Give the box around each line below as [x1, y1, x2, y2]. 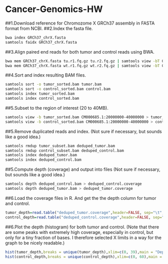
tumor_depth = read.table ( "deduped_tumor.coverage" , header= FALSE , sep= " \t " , [5, 210, 164, 215]
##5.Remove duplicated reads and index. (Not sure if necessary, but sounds [5, 128, 162, 134]
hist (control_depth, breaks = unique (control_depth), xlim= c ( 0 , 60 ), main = [5, 254, 162, 259]
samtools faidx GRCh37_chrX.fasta [5, 40, 77, 45]
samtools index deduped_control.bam [5, 157, 81, 162]
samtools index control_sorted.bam [5, 96, 79, 101]
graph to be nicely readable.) [5, 239, 65, 246]
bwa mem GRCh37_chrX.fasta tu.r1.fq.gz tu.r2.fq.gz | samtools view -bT [5, 59, 160, 64]
